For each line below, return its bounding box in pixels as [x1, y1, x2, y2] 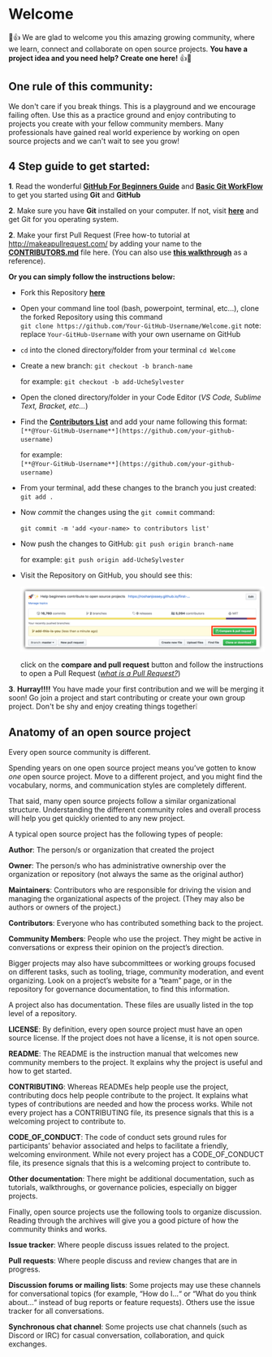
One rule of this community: [8, 80, 153, 94]
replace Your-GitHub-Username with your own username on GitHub [19, 329, 241, 338]
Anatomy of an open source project [8, 726, 191, 740]
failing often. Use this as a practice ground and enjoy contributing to [8, 110, 236, 120]
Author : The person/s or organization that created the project [8, 844, 215, 854]
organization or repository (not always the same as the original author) [8, 869, 244, 879]
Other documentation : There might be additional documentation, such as [8, 1173, 255, 1184]
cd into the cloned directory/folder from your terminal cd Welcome [19, 345, 236, 355]
